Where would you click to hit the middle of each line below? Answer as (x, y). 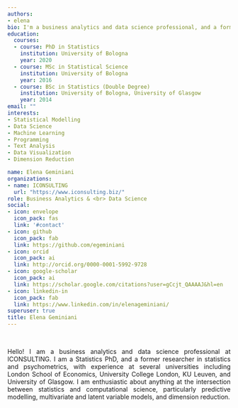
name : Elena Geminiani (41, 172)
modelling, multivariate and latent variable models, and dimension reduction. (119, 397)
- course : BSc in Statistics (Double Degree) (82, 87)
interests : (23, 113)
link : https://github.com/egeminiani (69, 245)
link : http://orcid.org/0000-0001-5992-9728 (80, 265)
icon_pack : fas (36, 219)
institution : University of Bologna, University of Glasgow (110, 93)
